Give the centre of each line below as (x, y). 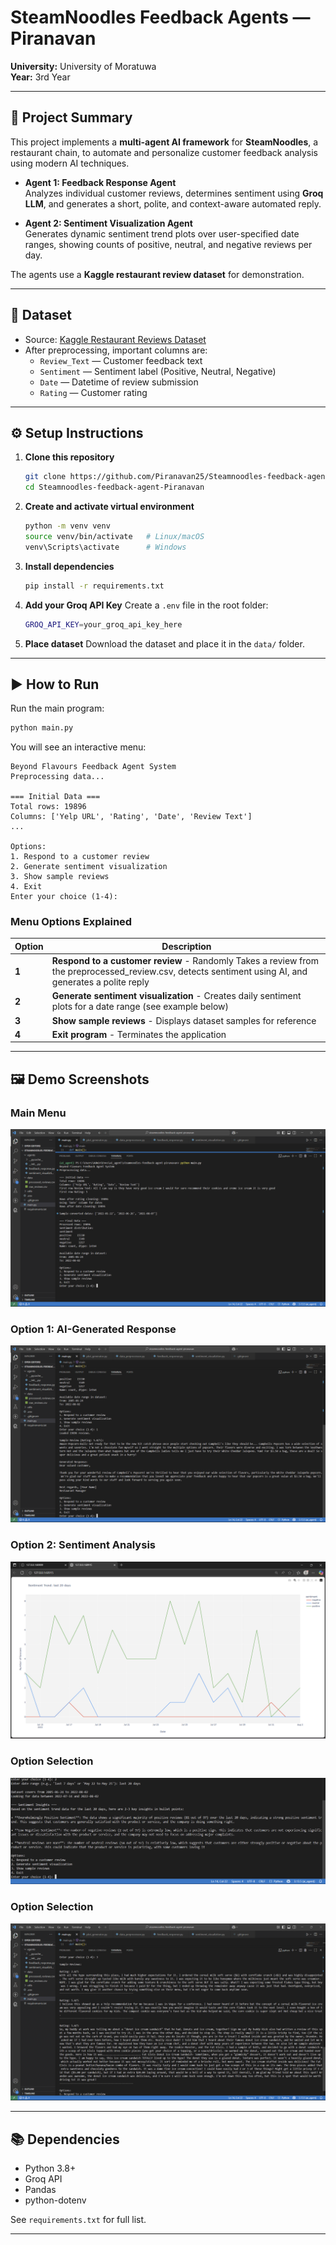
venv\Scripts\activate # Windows (105, 547)
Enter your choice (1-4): (64, 897)
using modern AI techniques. (70, 163)
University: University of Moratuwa (83, 66)
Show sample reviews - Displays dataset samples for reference (184, 1020)
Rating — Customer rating (93, 392)
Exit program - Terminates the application (139, 1034)
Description (186, 946)
